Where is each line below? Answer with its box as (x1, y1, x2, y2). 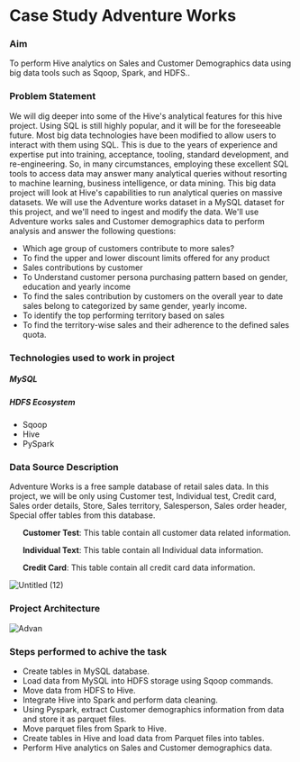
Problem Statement (9, 90, 96, 103)
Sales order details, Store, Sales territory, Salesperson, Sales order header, (9, 501, 287, 512)
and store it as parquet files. (22, 713, 127, 724)
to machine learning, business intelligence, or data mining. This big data (9, 177, 277, 188)
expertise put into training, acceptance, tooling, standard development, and (9, 149, 289, 159)
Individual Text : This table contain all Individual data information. (22, 545, 264, 556)
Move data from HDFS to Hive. (22, 685, 137, 695)
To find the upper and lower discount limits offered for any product (22, 252, 270, 263)
